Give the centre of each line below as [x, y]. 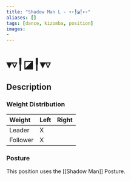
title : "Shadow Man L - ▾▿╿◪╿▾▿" [49, 12]
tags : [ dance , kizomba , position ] [50, 23]
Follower [22, 140]
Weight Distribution [36, 104]
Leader [19, 130]
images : [16, 29]
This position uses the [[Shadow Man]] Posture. [66, 171]
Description [29, 87]
